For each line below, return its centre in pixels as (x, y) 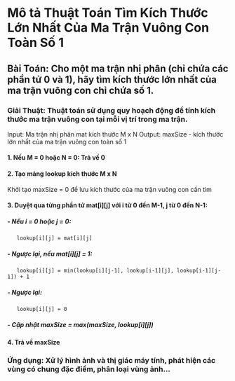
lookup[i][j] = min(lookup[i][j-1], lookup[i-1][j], (95, 271)
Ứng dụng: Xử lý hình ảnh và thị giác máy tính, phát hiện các (112, 361)
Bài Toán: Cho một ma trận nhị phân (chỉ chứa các (118, 68)
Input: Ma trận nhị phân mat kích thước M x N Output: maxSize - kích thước (115, 134)
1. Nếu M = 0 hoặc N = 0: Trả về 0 (56, 158)
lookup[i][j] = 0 (42, 310)
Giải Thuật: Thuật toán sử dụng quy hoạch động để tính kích (112, 110)
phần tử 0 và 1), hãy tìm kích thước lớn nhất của (112, 79)
